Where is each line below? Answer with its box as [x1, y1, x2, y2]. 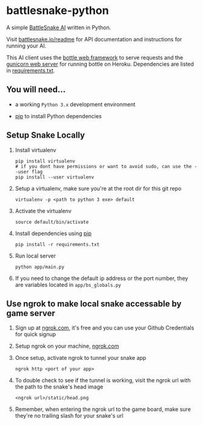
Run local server [15, 252, 56, 259]
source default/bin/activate [15, 219, 89, 225]
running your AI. [6, 42, 47, 49]
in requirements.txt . [6, 66, 55, 74]
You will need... [6, 85, 66, 95]
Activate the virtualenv [15, 207, 72, 214]
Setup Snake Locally [6, 130, 85, 141]
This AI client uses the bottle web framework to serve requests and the [6, 54, 184, 61]
